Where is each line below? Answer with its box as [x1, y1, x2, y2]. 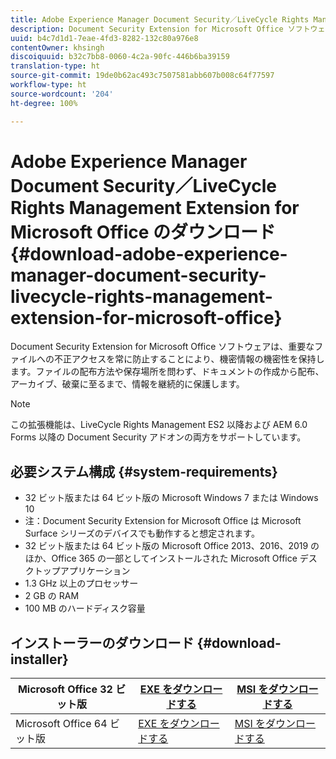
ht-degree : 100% [10, 98, 78, 108]
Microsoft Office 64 [15, 717, 108, 731]
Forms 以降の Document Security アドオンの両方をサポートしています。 [10, 431, 307, 443]
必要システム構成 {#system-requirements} [10, 463, 278, 480]
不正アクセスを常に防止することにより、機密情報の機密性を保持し [53, 353, 325, 365]
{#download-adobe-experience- [10, 242, 288, 265]
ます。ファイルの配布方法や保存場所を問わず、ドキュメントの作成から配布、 [10, 366, 325, 378]
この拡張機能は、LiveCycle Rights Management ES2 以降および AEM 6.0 [10, 419, 308, 431]
